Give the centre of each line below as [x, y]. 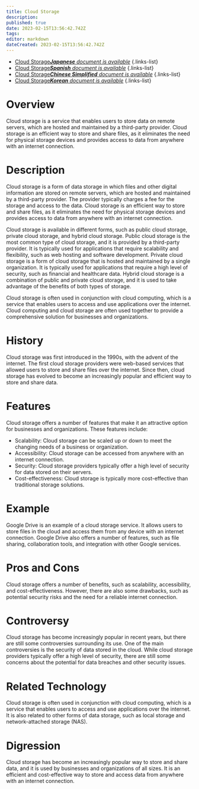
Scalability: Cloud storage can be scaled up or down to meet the [93, 440]
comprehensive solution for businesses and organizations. [78, 316]
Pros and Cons [43, 568]
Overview [31, 105]
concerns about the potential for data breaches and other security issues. [96, 663]
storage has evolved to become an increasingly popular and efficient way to [99, 376]
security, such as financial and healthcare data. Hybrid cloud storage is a [95, 273]
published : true [26, 23]
